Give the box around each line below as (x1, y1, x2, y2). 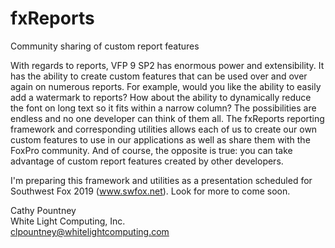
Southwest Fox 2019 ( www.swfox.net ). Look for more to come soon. (10, 185, 291, 197)
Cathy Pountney (10, 204, 77, 216)
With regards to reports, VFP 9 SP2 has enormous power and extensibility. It (10, 59, 325, 71)
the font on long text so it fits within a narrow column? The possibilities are (10, 102, 317, 114)
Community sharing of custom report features (10, 40, 200, 52)
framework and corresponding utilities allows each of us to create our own (10, 123, 318, 135)
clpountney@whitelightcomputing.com (10, 225, 170, 237)
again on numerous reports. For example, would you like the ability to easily (10, 80, 322, 92)
